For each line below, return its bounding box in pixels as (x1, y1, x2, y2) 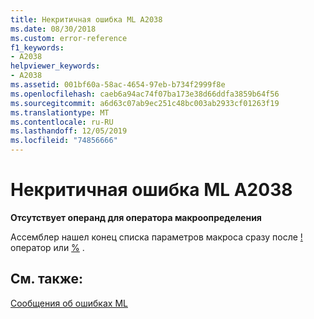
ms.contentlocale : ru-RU (10, 117, 114, 127)
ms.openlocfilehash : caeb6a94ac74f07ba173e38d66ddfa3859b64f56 (10, 89, 280, 99)
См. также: (10, 271, 84, 288)
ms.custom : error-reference (10, 33, 128, 43)
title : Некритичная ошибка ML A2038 (10, 14, 163, 25)
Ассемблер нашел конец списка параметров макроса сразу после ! (10, 231, 303, 243)
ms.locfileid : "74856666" (10, 136, 118, 146)
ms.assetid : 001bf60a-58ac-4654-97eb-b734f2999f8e (10, 80, 226, 90)
